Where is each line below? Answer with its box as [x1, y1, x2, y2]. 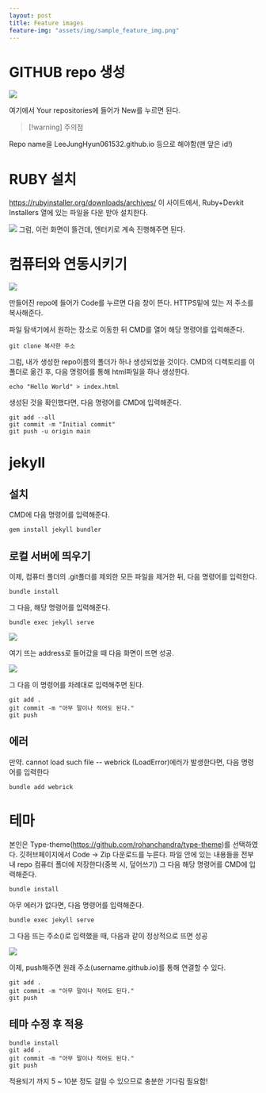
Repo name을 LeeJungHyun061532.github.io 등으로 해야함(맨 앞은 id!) [9, 140, 233, 149]
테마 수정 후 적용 [9, 1018, 84, 1031]
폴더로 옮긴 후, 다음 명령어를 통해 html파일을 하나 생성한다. [9, 367, 190, 377]
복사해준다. [9, 308, 44, 318]
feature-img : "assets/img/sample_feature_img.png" [9, 26, 180, 34]
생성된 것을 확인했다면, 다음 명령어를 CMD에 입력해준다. [9, 398, 182, 407]
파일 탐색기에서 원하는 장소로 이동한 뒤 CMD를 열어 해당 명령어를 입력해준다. [9, 325, 245, 334]
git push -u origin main [9, 428, 91, 436]
